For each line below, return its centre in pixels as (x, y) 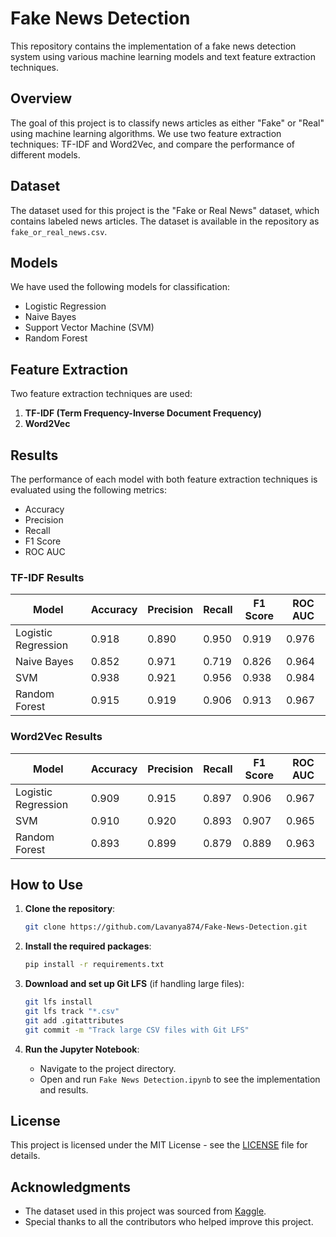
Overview (41, 98)
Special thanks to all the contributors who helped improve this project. (169, 1222)
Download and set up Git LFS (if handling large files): (134, 984)
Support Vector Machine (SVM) (89, 328)
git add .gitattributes (74, 1020)
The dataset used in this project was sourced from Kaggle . (145, 1211)
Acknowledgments (71, 1187)
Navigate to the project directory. (108, 1068)
